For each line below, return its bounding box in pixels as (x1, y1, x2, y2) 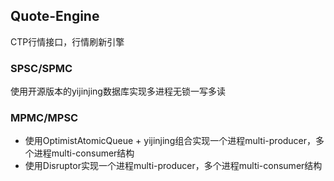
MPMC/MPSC (10, 111, 79, 125)
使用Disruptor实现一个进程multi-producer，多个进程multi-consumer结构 (24, 160, 323, 172)
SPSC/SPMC (10, 61, 73, 75)
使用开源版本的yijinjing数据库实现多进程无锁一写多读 (10, 85, 226, 98)
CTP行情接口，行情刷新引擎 (10, 35, 125, 48)
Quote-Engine (10, 8, 100, 25)
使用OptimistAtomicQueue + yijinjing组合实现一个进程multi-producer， (24, 135, 317, 147)
